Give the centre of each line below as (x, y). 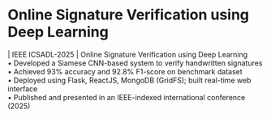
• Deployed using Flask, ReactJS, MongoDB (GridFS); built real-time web (129, 80)
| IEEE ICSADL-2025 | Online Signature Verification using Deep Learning (128, 54)
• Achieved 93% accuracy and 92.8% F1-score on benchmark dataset (125, 71)
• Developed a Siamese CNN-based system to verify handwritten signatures (135, 63)
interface (23, 88)
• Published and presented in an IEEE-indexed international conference (127, 97)
